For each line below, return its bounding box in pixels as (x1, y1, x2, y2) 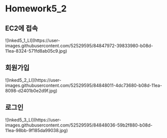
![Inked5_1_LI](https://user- (5, 38, 60, 43)
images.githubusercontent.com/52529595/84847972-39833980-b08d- (5, 43, 154, 49)
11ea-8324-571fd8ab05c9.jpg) (5, 48, 67, 54)
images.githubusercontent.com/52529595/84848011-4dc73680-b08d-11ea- (5, 82, 163, 88)
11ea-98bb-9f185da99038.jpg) (5, 127, 68, 133)
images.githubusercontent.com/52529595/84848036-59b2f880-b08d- (5, 122, 153, 128)
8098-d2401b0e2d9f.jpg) (5, 87, 58, 93)
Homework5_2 (5, 3, 67, 14)
